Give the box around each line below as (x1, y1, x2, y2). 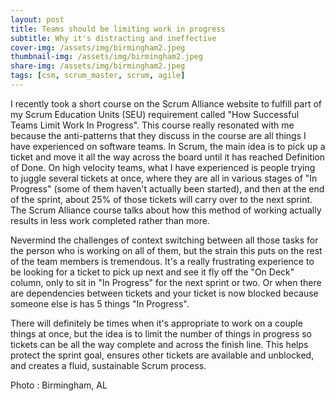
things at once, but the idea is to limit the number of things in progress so (10, 327, 312, 340)
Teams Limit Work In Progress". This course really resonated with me (10, 119, 295, 131)
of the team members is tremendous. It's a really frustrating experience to (10, 255, 315, 267)
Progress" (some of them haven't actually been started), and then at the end (10, 182, 325, 195)
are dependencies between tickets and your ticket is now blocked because (10, 287, 319, 299)
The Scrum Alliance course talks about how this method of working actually (10, 204, 322, 216)
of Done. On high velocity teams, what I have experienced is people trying (10, 161, 316, 173)
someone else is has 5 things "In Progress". (10, 297, 190, 310)
